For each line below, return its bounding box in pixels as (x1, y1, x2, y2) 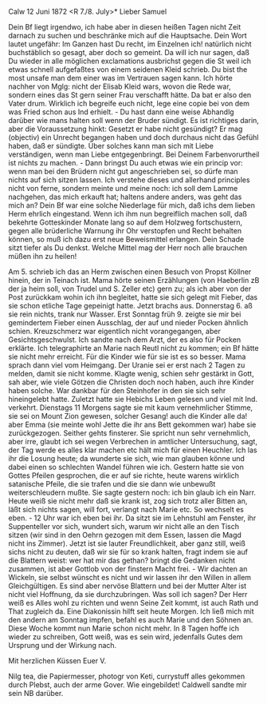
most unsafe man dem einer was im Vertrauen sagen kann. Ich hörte (8, 74, 233, 82)
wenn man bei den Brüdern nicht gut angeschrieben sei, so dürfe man (8, 167, 238, 176)
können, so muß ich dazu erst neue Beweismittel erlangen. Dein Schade (8, 235, 245, 244)
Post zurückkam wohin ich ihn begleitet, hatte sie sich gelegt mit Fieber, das (8, 292, 257, 302)
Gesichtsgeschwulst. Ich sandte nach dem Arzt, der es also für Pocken (8, 335, 241, 344)
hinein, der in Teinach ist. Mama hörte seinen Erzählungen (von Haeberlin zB (8, 276, 260, 284)
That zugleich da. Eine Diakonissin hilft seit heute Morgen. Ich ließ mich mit (8, 607, 254, 616)
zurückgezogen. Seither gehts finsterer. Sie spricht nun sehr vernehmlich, (8, 428, 251, 438)
